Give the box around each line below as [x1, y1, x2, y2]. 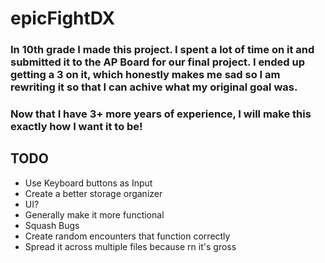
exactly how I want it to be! [10, 120, 143, 134]
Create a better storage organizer [24, 187, 163, 199]
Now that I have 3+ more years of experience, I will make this [10, 107, 312, 121]
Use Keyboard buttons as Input [24, 177, 153, 189]
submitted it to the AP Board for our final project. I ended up [10, 55, 306, 69]
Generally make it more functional [24, 208, 165, 221]
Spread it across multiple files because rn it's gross [24, 240, 237, 252]
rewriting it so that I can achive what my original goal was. [10, 80, 298, 94]
